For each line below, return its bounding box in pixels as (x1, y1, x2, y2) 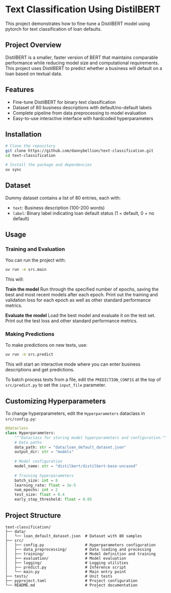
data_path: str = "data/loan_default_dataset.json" (14, 444, 126, 450)
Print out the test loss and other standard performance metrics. (5, 318, 138, 324)
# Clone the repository (5, 144, 56, 149)
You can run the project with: (5, 257, 66, 264)
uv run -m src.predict (5, 352, 53, 357)
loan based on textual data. (5, 70, 63, 77)
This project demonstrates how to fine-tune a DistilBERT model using (5, 20, 150, 27)
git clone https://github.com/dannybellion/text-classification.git (5, 148, 154, 154)
